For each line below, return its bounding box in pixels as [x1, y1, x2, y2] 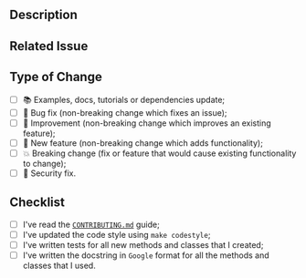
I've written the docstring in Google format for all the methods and [22, 250, 269, 261]
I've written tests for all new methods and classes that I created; [22, 239, 264, 250]
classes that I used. [22, 260, 96, 271]
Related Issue [9, 38, 89, 54]
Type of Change [9, 69, 102, 85]
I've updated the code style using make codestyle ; [22, 229, 211, 240]
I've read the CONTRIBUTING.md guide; [22, 219, 160, 230]
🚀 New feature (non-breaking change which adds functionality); [22, 137, 263, 149]
